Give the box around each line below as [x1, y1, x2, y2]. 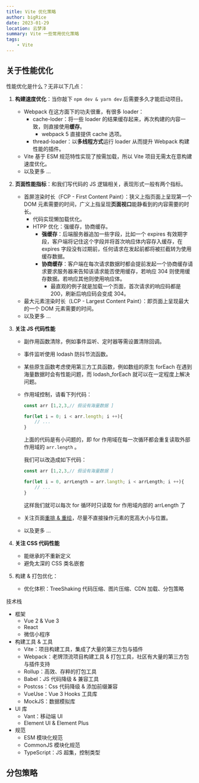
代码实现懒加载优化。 [32, 215, 85, 223]
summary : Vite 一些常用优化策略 [6, 31, 79, 37]
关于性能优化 [6, 66, 54, 76]
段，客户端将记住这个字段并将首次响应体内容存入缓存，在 [41, 238, 183, 245]
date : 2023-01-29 [6, 20, 49, 26]
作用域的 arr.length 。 [23, 443, 80, 451]
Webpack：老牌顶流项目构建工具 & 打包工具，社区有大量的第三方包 [23, 653, 189, 660]
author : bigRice [6, 14, 46, 20]
